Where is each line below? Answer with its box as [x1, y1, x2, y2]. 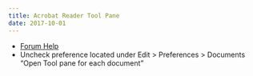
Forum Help [19, 41, 59, 50]
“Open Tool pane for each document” [19, 58, 144, 68]
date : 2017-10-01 [8, 19, 66, 27]
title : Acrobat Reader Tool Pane [8, 11, 120, 20]
